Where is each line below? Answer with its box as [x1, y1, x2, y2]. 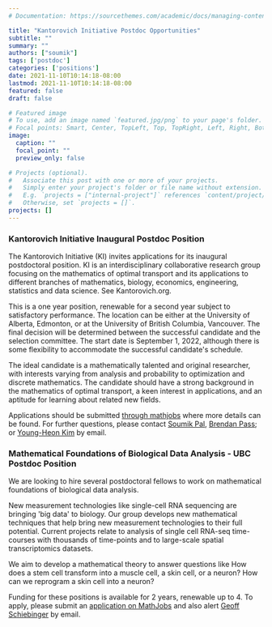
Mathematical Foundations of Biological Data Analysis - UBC [8, 447, 251, 459]
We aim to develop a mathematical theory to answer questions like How [8, 560, 247, 569]
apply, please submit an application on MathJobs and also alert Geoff [8, 601, 240, 611]
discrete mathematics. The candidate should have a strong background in [8, 377, 254, 387]
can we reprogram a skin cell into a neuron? [8, 577, 155, 586]
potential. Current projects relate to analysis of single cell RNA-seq [8, 527, 231, 536]
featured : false [8, 87, 63, 95]
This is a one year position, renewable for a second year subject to [8, 301, 231, 312]
